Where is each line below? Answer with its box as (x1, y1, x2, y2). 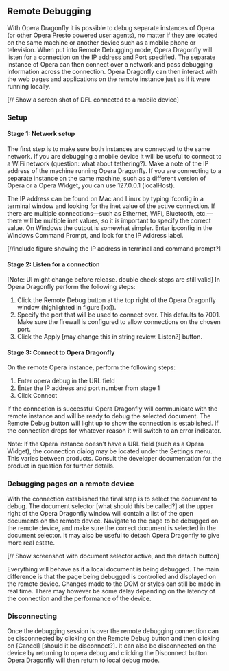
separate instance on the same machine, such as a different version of (7, 174, 206, 182)
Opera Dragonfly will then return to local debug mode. (7, 656, 160, 664)
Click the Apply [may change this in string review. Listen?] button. (16, 332, 202, 341)
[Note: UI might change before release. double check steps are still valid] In (7, 275, 221, 284)
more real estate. (7, 538, 56, 547)
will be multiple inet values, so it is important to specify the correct (23, 216, 211, 225)
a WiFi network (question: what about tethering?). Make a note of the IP (7, 159, 209, 168)
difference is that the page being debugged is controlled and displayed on (7, 572, 217, 580)
